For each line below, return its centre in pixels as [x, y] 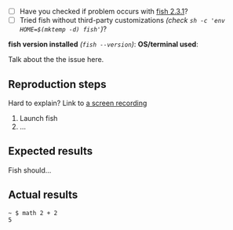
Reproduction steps [57, 84]
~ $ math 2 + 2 [33, 213]
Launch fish [38, 118]
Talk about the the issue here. [56, 60]
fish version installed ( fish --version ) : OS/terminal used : [103, 44]
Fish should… [30, 170]
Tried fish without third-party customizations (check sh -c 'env [122, 20]
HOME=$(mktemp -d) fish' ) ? [63, 29]
